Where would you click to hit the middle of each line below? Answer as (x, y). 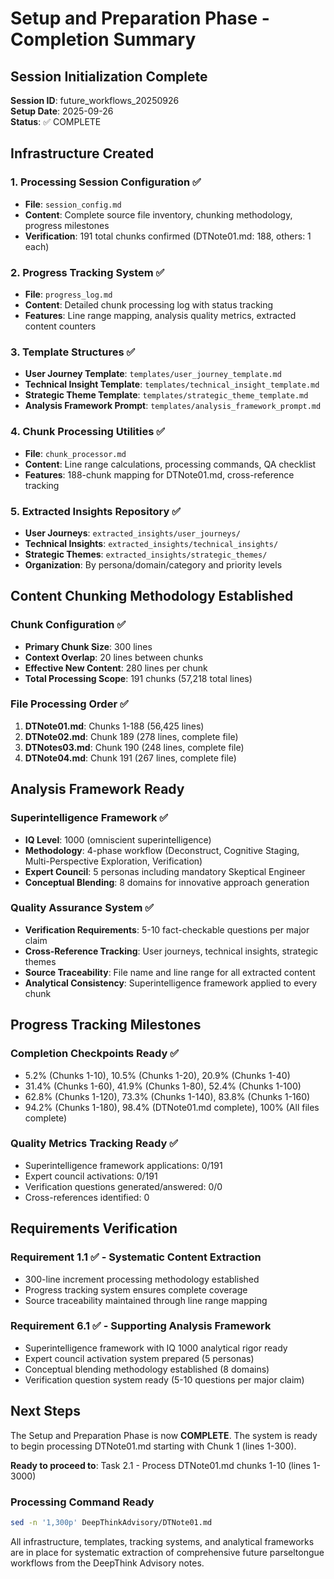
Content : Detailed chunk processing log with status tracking (149, 304)
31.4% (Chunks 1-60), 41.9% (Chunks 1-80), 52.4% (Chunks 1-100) (163, 1086)
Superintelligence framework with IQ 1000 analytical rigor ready (156, 1348)
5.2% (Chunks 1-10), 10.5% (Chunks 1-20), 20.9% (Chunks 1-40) (157, 1075)
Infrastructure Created (82, 153)
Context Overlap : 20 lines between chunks (114, 657)
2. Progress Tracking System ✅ (87, 272)
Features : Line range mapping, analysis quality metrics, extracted (160, 315)
